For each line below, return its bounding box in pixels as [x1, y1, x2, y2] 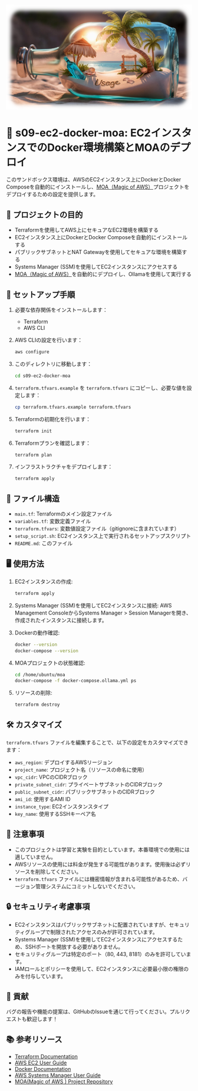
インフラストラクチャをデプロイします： [14, 463, 113, 470]
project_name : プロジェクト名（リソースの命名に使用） [14, 766, 147, 773]
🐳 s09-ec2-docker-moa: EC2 [6, 126, 151, 140]
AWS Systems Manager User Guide [14, 1072, 101, 1079]
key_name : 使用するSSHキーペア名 [14, 811, 96, 817]
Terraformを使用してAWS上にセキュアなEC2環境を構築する [14, 226, 159, 234]
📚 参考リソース [6, 1034, 62, 1044]
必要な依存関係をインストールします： [14, 306, 108, 313]
